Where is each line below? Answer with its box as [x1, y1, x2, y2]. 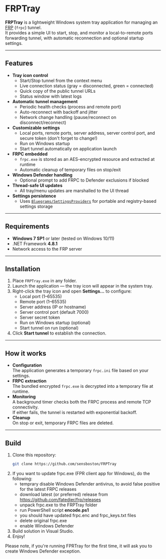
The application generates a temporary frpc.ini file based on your [12, 368, 149, 373]
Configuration [12, 362, 42, 368]
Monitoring [12, 394, 36, 400]
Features [5, 59, 33, 68]
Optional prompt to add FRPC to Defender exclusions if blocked [19, 177, 149, 183]
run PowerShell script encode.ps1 [19, 507, 89, 513]
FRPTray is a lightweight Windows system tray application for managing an [5, 19, 158, 25]
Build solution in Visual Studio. [12, 528, 74, 534]
